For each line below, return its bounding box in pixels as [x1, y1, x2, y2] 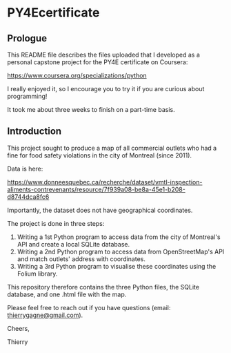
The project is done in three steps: [7, 219, 105, 227]
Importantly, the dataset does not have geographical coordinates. [7, 206, 193, 214]
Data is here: [7, 164, 43, 173]
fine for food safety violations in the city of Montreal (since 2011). [7, 151, 192, 160]
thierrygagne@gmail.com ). [7, 311, 83, 319]
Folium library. [17, 269, 58, 278]
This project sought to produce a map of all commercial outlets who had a [7, 144, 217, 152]
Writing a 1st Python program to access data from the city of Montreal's [17, 233, 221, 241]
